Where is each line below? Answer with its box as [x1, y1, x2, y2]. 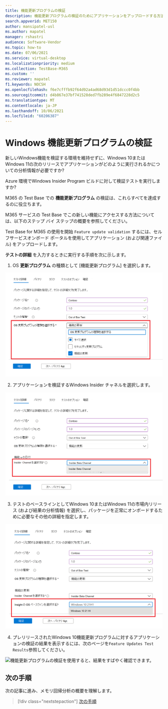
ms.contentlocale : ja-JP [5, 103, 57, 108]
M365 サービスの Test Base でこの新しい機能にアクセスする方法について [5, 212, 155, 218]
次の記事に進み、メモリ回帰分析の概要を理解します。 [5, 688, 114, 694]
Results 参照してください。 [12, 647, 68, 653]
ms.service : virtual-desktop [5, 56, 66, 61]
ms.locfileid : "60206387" [5, 114, 59, 119]
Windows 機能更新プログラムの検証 [5, 138, 152, 149]
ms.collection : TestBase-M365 [5, 66, 68, 71]
